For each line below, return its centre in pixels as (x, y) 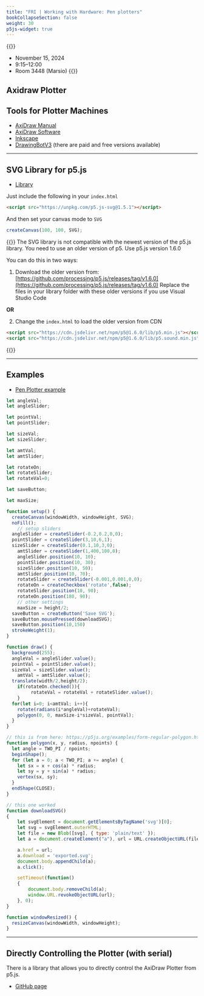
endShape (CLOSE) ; (34, 789)
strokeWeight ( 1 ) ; (34, 630)
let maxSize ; (23, 501)
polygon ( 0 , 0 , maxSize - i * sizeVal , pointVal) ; (76, 715)
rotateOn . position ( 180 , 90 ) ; (54, 597)
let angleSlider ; (28, 406)
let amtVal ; (21, 450)
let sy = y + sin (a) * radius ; (57, 771)
